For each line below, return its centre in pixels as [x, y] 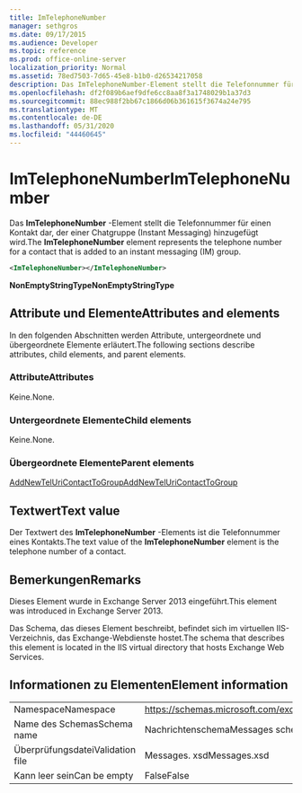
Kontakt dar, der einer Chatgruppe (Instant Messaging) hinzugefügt [134, 232]
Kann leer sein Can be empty [74, 775]
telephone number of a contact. [68, 551]
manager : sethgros [44, 26]
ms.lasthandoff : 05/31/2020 [62, 127]
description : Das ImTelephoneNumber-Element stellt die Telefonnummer [144, 84]
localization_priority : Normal [68, 68]
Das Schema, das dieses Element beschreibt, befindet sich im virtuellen [142, 629]
